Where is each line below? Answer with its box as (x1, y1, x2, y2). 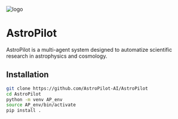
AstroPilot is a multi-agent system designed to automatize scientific (6, 46, 172, 53)
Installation (6, 70, 49, 80)
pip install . (6, 108, 42, 114)
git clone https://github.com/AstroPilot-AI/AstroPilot (6, 85, 148, 92)
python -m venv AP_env (6, 96, 63, 102)
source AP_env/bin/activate (6, 102, 76, 108)
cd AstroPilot (6, 91, 42, 97)
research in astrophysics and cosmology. (6, 52, 108, 59)
